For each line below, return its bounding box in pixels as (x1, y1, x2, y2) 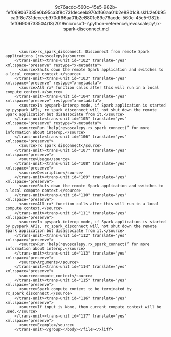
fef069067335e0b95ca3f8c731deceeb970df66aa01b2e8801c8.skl (6, 9, 147, 15)
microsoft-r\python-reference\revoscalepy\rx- (64, 20, 162, 26)
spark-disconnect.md (63, 26, 109, 32)
